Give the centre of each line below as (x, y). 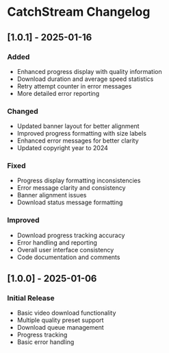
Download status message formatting (70, 202)
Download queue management (60, 328)
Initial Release (31, 298)
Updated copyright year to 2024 (62, 148)
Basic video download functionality (66, 313)
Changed (23, 111)
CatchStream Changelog (79, 12)
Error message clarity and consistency (71, 188)
